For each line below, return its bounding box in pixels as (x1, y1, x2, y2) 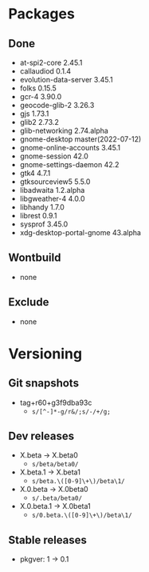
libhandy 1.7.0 (19, 202, 65, 212)
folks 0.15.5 (19, 83, 57, 93)
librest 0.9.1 (19, 211, 57, 220)
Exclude (8, 295, 49, 309)
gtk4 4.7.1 (19, 169, 51, 178)
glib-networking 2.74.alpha (19, 126, 109, 135)
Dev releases (8, 430, 75, 443)
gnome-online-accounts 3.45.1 (19, 143, 121, 152)
